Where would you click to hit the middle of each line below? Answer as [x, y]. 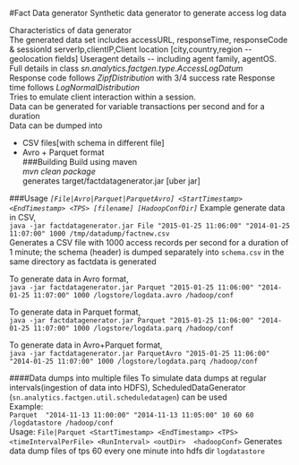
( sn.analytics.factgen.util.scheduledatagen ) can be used [118, 397]
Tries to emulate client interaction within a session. [103, 97]
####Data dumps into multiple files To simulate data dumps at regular [138, 378]
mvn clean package [59, 171]
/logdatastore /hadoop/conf [62, 423]
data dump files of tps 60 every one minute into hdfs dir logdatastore [137, 451]
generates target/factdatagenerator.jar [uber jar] [111, 181]
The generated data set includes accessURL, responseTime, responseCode [149, 40]
